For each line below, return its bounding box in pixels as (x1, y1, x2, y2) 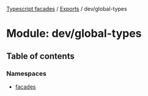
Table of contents (6, 51, 75, 61)
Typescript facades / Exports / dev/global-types (6, 6, 127, 12)
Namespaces (6, 69, 47, 78)
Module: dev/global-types (6, 27, 142, 40)
